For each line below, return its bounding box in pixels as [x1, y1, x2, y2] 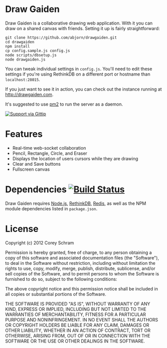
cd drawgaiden [5, 39, 35, 45]
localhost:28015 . [5, 76, 40, 82]
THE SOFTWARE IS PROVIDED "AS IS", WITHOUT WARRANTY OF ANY [5, 300, 151, 306]
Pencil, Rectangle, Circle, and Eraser [12, 150, 87, 156]
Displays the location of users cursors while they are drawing [12, 155, 139, 161]
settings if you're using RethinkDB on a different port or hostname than [5, 71, 151, 77]
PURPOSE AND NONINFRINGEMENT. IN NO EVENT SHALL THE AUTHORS [5, 316, 159, 322]
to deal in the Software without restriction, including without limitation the [5, 260, 156, 266]
